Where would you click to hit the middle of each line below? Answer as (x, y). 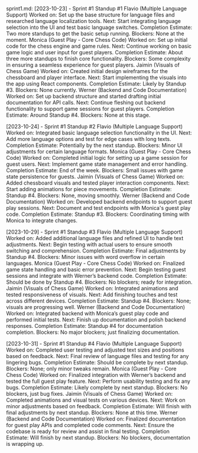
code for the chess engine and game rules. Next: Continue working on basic (99, 46)
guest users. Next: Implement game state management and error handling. (97, 164)
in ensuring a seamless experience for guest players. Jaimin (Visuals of (93, 65)
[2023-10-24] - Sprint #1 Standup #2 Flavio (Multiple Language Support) (95, 127)
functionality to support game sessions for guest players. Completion (90, 109)
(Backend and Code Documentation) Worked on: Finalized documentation (96, 419)
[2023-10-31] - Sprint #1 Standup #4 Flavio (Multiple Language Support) (94, 344)
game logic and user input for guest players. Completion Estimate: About (95, 52)
